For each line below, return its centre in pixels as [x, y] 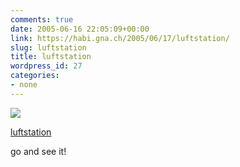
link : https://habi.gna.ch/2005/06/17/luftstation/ [120, 38]
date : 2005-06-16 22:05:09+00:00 [80, 29]
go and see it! [38, 151]
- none [24, 85]
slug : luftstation [48, 47]
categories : [35, 76]
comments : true [42, 19]
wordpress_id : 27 [46, 66]
